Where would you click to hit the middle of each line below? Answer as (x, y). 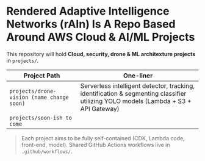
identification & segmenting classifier (133, 93)
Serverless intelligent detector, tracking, (138, 85)
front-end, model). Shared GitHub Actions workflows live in (95, 145)
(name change (50, 97)
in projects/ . (23, 60)
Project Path (42, 76)
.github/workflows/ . (47, 151)
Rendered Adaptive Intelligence (88, 11)
